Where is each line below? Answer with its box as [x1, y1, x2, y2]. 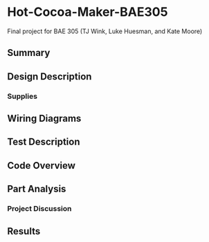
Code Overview [7, 160, 76, 171]
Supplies [7, 91, 38, 101]
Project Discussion [7, 204, 72, 214]
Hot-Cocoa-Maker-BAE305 [7, 4, 168, 20]
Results [7, 225, 41, 237]
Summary [7, 47, 51, 59]
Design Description [7, 71, 92, 82]
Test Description [7, 136, 81, 148]
